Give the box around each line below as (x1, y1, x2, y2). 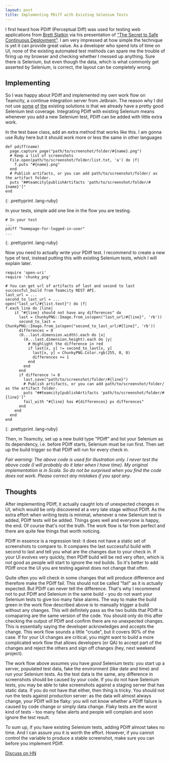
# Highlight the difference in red (27, 341, 103, 346)
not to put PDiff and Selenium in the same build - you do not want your (5, 591, 153, 597)
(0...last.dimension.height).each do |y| (23, 337, 113, 342)
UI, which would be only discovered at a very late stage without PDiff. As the (5, 507, 165, 513)
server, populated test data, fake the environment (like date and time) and (5, 666, 159, 672)
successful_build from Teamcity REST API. (5, 288, 96, 293)
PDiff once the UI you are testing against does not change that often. (5, 565, 149, 571)
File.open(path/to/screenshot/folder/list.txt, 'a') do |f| (10, 158, 140, 163)
